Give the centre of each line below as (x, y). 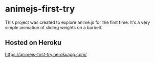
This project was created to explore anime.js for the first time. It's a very (77, 22)
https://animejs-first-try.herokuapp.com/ (46, 54)
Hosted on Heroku (33, 43)
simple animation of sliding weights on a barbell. (54, 27)
